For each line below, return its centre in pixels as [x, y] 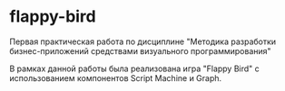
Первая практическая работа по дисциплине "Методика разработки [143, 41]
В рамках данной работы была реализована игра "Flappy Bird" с [135, 68]
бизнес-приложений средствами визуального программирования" [140, 50]
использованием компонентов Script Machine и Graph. [116, 77]
